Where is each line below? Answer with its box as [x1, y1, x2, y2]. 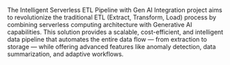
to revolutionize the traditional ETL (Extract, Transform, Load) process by [7, 13, 217, 21]
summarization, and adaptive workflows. [7, 50, 124, 58]
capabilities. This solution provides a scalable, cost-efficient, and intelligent [7, 28, 224, 36]
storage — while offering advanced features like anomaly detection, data [7, 43, 216, 50]
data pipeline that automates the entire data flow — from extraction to [7, 35, 208, 44]
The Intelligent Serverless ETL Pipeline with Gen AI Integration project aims [7, 6, 223, 14]
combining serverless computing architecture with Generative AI [7, 21, 192, 28]
